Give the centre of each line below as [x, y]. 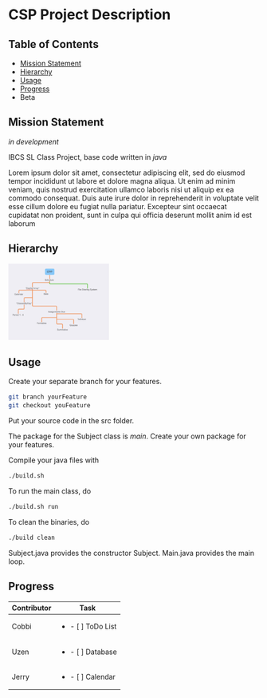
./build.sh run [33, 507]
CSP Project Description [90, 15]
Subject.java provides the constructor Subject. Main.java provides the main [132, 553]
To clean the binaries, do [49, 522]
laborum [22, 223]
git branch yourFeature [48, 397]
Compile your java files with [54, 460]
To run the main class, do [50, 491]
